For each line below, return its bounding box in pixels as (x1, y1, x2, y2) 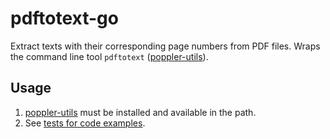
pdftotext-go (10, 7, 119, 30)
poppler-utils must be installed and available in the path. (24, 106, 257, 118)
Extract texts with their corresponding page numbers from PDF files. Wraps (10, 40, 321, 52)
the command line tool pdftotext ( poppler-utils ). (10, 50, 209, 62)
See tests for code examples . (24, 117, 146, 129)
